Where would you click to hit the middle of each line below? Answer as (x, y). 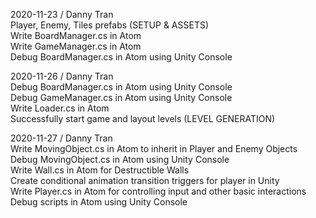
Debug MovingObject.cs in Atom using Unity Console (120, 159)
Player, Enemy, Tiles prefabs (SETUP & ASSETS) (110, 25)
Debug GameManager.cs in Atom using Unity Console (121, 97)
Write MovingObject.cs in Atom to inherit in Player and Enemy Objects (154, 148)
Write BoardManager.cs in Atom (76, 35)
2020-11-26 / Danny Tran (62, 76)
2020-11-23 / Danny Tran (62, 14)
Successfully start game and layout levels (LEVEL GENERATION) (143, 118)
